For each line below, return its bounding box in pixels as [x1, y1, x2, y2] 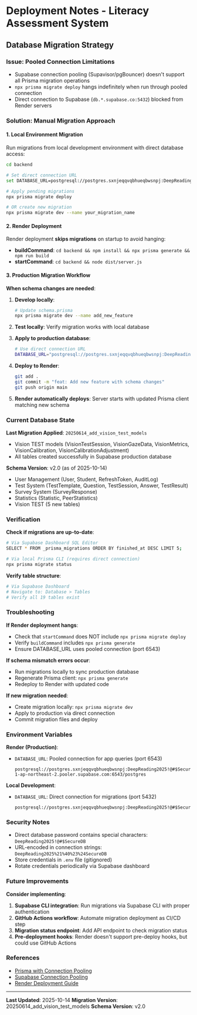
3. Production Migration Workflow [6, 271, 91, 279]
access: [6, 151, 25, 157]
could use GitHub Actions [14, 939, 77, 946]
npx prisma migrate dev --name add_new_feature [14, 313, 133, 319]
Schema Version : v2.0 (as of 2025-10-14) [6, 464, 107, 471]
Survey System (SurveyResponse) [14, 488, 98, 495]
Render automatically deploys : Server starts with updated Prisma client [14, 395, 189, 402]
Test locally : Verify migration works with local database [14, 324, 150, 331]
